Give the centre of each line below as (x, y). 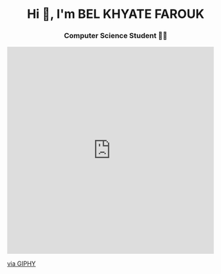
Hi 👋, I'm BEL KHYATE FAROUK (116, 14)
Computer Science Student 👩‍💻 (116, 36)
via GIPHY (22, 264)
